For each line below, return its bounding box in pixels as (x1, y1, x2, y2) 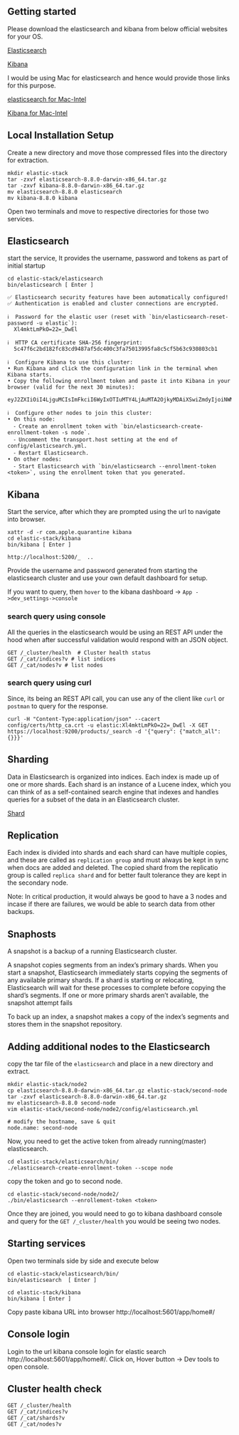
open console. (7, 1362, 50, 1371)
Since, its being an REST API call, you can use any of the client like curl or (7, 694, 225, 703)
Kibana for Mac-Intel (7, 108, 68, 117)
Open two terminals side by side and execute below (7, 1256, 159, 1265)
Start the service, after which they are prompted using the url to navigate (7, 508, 221, 516)
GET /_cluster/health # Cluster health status (7, 649, 152, 656)
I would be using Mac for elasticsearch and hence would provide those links (7, 73, 230, 82)
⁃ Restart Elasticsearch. (14, 450, 89, 457)
